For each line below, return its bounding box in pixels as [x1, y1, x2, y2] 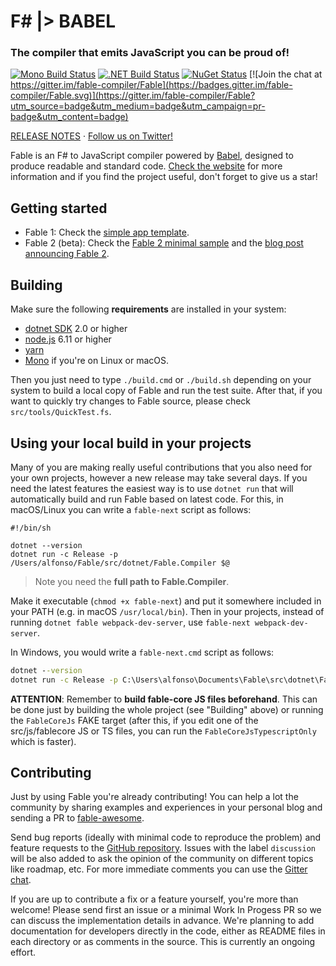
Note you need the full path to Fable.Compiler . [34, 575, 230, 587]
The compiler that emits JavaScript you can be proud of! [10, 46, 290, 60]
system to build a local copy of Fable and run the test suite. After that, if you [10, 385, 323, 397]
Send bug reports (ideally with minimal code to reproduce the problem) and [10, 831, 322, 844]
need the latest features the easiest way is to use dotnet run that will [10, 482, 294, 494]
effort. [10, 946, 37, 959]
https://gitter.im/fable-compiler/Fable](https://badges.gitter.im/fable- [10, 79, 293, 91]
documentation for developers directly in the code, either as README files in [10, 925, 326, 937]
